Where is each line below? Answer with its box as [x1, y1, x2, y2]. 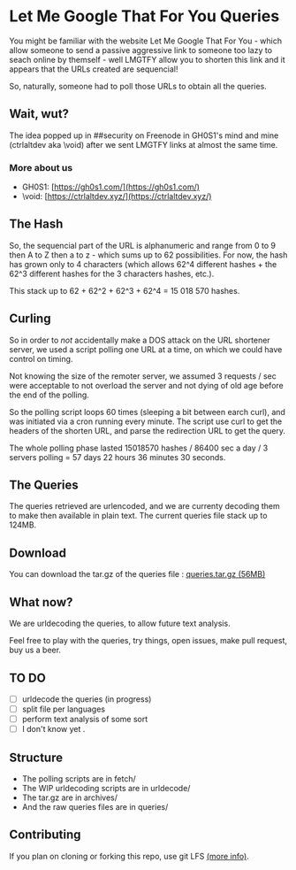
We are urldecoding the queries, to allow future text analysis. [9, 618, 231, 629]
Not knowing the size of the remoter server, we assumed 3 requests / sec [9, 370, 277, 381]
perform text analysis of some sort [21, 714, 148, 725]
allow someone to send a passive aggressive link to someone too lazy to [9, 44, 272, 55]
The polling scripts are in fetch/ [21, 773, 136, 784]
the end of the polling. [9, 389, 90, 400]
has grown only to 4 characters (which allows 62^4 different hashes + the [9, 258, 277, 269]
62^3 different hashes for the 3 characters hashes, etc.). [9, 268, 215, 279]
